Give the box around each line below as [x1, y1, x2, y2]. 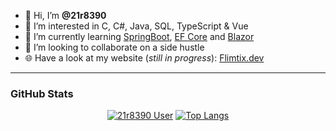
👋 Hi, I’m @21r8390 [24, 10, 107, 21]
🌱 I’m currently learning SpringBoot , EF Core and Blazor [24, 31, 255, 42]
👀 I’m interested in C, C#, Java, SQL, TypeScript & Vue [24, 20, 249, 32]
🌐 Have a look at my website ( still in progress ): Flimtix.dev [24, 52, 265, 64]
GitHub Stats [10, 86, 74, 100]
